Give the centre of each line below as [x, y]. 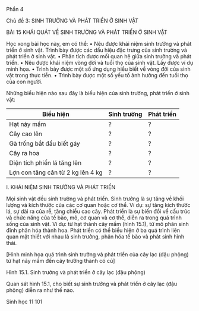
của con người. [24, 81]
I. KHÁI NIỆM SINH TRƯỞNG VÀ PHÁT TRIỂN [61, 187]
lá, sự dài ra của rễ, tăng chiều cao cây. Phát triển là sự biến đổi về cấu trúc [98, 211]
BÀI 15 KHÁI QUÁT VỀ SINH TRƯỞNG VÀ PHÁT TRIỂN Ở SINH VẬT [87, 32]
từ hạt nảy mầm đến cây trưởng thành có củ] [61, 261]
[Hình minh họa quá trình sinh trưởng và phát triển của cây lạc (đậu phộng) [97, 255]
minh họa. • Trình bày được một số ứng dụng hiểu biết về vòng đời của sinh [99, 69]
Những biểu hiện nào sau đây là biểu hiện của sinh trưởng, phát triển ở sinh [98, 93]
